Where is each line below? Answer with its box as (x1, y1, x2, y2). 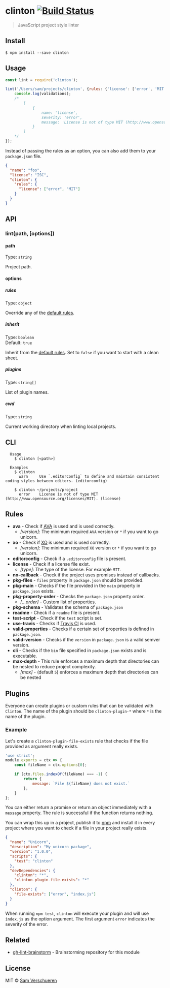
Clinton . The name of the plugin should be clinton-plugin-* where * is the (5, 708, 162, 714)
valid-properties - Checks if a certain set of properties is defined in (12, 626, 154, 632)
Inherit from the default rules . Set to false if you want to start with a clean (5, 349, 159, 355)
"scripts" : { (10, 854, 37, 859)
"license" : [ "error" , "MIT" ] (18, 187, 80, 192)
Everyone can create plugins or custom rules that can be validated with (5, 703, 154, 709)
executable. (12, 653, 37, 659)
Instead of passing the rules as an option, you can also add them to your (5, 147, 156, 153)
